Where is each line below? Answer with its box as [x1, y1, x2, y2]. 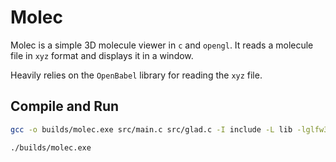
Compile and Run [10, 98, 120, 115]
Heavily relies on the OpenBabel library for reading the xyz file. [10, 69, 263, 81]
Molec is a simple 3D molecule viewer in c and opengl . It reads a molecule [10, 39, 314, 51]
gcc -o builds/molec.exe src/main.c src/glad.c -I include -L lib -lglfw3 [10, 124, 329, 135]
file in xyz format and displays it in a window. [10, 49, 194, 61]
